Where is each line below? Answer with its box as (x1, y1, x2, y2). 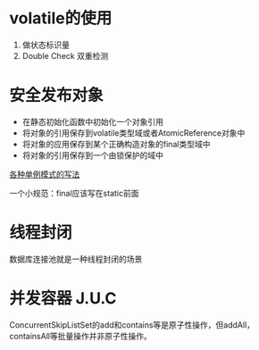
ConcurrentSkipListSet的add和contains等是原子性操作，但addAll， (9, 319, 255, 330)
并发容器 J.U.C (9, 288, 117, 308)
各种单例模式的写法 (9, 169, 80, 179)
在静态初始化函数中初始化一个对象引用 (21, 116, 163, 127)
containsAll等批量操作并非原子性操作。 (9, 330, 152, 341)
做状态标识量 (21, 39, 70, 50)
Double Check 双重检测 (21, 50, 109, 61)
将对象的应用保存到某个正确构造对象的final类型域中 (21, 138, 211, 149)
